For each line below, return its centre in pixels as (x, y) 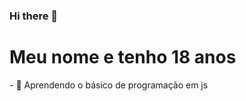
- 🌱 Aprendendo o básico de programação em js (109, 85)
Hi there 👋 (34, 16)
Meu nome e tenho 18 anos (123, 57)
